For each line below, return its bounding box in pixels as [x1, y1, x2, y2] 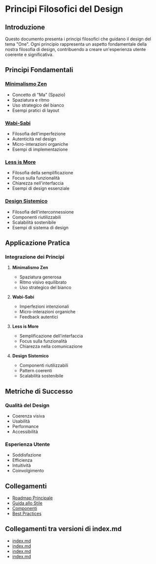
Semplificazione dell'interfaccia [19, 333, 83, 339]
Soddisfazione [12, 452, 42, 458]
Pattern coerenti [19, 368, 52, 374]
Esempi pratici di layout [12, 107, 60, 113]
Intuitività [12, 462, 31, 468]
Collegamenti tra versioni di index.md [5, 525, 122, 533]
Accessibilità [12, 429, 38, 434]
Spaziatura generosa [19, 274, 62, 280]
